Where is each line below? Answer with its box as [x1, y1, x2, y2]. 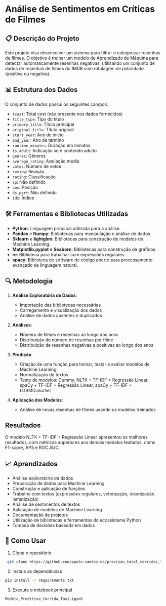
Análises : [12, 322, 32, 328]
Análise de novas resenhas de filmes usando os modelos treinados [19, 406, 156, 413]
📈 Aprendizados [5, 459, 58, 468]
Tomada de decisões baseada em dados [12, 523, 95, 528]
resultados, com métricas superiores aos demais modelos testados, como [5, 440, 156, 445]
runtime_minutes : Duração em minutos [12, 142, 90, 148]
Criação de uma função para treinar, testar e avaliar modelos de [19, 362, 150, 367]
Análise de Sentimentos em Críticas [5, 3, 155, 15]
